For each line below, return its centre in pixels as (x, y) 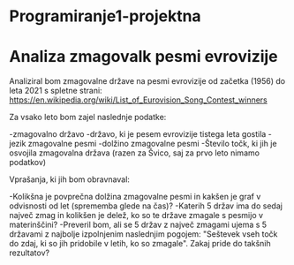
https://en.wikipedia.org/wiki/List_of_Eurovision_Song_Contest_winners (138, 100)
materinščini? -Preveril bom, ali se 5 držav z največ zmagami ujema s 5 (138, 225)
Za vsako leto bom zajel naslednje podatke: (88, 117)
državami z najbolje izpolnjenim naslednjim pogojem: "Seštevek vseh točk (143, 234)
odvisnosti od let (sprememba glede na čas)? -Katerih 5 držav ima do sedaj (146, 206)
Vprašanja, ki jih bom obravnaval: (70, 179)
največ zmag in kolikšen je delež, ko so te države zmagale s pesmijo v (136, 216)
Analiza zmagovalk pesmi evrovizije (143, 57)
